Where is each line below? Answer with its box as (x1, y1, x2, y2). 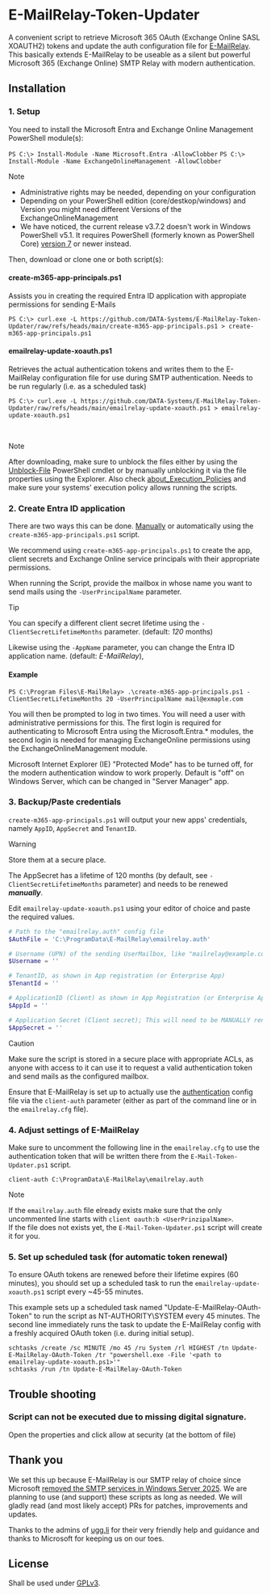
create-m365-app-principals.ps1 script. (8, 530, 140, 540)
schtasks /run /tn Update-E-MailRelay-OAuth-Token (8, 1365, 182, 1373)
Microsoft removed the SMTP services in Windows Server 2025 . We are (8, 1483, 248, 1493)
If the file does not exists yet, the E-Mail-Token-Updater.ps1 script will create (8, 1222, 263, 1232)
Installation (8, 82, 66, 95)
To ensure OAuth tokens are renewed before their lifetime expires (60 (8, 1270, 240, 1279)
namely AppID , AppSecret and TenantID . (8, 823, 137, 833)
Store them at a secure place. (8, 855, 106, 864)
